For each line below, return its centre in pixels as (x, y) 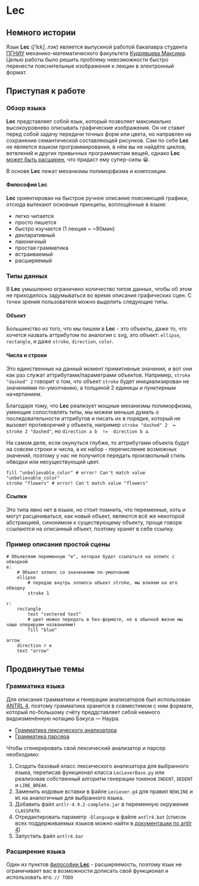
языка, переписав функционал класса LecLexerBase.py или (90, 772)
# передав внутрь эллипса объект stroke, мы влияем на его (103, 583)
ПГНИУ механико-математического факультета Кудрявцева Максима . (97, 53)
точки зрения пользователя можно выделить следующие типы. (88, 302)
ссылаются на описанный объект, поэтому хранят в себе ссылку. (90, 529)
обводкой (17, 562)
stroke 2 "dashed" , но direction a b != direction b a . (78, 431)
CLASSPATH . (28, 810)
